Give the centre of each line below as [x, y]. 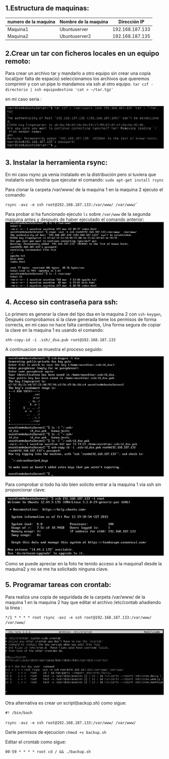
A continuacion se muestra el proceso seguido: [54, 350]
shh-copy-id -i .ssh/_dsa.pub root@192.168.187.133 [60, 340]
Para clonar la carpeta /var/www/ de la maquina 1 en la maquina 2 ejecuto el [84, 190]
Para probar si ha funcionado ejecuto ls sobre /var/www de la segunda [78, 214]
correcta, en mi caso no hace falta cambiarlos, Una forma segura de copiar [83, 325]
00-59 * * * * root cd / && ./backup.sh [48, 752]
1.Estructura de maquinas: [47, 8]
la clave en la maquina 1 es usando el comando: [55, 330]
